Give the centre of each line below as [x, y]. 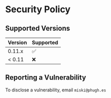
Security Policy [38, 9]
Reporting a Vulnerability [46, 78]
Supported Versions [38, 28]
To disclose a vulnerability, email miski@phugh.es [56, 90]
